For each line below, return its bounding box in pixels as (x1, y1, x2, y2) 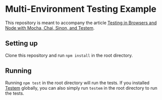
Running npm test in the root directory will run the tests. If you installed (5, 80, 150, 86)
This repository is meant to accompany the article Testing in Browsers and (5, 20, 157, 26)
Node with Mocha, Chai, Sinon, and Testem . (5, 25, 95, 31)
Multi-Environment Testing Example (5, 3, 157, 15)
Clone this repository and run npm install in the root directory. (5, 52, 133, 58)
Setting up (5, 39, 38, 48)
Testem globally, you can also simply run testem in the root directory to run (5, 85, 158, 91)
